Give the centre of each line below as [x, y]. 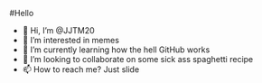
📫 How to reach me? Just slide [81, 69]
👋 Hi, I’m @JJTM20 [58, 30]
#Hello [22, 13]
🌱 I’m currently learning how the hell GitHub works [116, 50]
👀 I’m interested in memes [71, 40]
